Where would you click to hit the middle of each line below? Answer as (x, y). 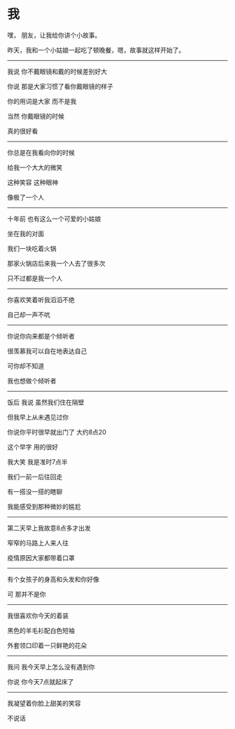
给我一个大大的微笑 (35, 167)
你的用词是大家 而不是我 (42, 101)
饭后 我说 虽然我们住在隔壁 (46, 402)
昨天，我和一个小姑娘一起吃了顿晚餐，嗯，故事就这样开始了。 (96, 50)
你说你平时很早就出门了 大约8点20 (57, 432)
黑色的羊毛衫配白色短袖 (41, 630)
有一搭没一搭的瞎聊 (35, 491)
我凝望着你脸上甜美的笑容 (44, 703)
